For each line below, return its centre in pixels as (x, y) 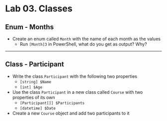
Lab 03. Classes (39, 9)
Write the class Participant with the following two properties (75, 76)
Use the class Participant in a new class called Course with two (78, 92)
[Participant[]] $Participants (52, 103)
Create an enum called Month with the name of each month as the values (86, 39)
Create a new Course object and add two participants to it (71, 113)
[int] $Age (31, 87)
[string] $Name (35, 82)
